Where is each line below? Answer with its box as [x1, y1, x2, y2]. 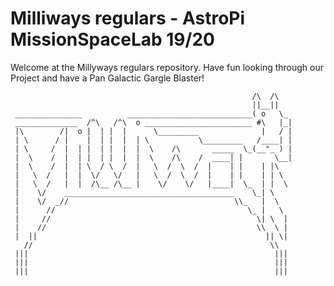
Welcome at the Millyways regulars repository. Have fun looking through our [10, 61, 324, 73]
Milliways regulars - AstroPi [10, 7, 246, 30]
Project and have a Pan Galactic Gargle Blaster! [10, 72, 205, 84]
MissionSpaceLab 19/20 [10, 28, 215, 51]
